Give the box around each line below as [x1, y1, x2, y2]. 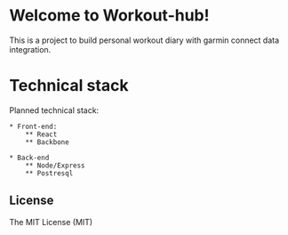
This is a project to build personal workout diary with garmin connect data [9, 35, 280, 45]
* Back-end [9, 153, 50, 162]
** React [25, 130, 58, 139]
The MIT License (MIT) [9, 216, 93, 227]
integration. [9, 44, 52, 54]
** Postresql [25, 168, 74, 178]
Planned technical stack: [9, 104, 100, 116]
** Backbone [25, 137, 69, 147]
